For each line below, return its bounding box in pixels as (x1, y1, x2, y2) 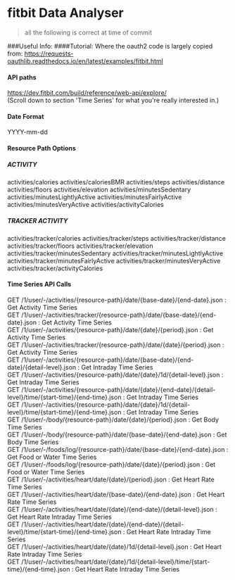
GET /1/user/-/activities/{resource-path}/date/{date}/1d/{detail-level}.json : (7, 371, 224, 379)
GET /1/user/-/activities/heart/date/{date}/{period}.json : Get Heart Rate (7, 475, 215, 484)
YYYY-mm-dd (7, 128, 48, 137)
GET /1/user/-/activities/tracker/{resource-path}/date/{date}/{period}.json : (7, 341, 224, 349)
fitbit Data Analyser (7, 5, 125, 21)
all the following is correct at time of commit (24, 28, 153, 37)
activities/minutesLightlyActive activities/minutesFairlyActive (7, 192, 182, 201)
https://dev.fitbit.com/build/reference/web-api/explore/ (7, 89, 167, 97)
